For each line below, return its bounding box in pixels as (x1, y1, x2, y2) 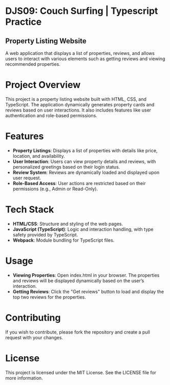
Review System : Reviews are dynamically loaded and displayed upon (12, 169, 160, 175)
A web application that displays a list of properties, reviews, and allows (5, 50, 155, 56)
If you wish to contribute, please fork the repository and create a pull (5, 329, 150, 335)
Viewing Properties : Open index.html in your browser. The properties (12, 272, 160, 278)
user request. (12, 175, 41, 181)
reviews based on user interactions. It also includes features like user (5, 107, 152, 113)
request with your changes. (5, 334, 63, 340)
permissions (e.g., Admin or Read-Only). (12, 186, 98, 192)
